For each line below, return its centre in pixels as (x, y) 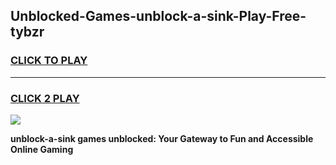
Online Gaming (42, 149)
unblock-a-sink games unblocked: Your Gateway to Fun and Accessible (162, 138)
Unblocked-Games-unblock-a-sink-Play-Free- (158, 16)
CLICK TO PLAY (49, 61)
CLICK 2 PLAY (45, 98)
